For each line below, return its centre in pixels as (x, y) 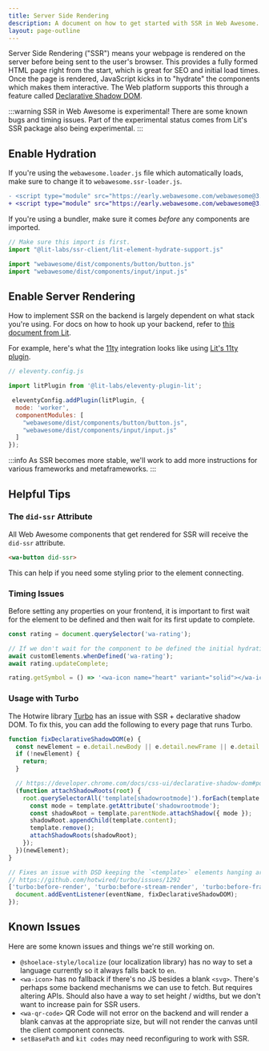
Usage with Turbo (44, 699)
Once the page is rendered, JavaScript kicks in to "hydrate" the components (134, 79)
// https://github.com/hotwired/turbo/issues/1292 (94, 880)
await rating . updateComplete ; (59, 663)
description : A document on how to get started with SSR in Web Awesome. (134, 23)
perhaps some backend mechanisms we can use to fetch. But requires (136, 987)
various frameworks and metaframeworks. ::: (82, 469)
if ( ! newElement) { (48, 754)
